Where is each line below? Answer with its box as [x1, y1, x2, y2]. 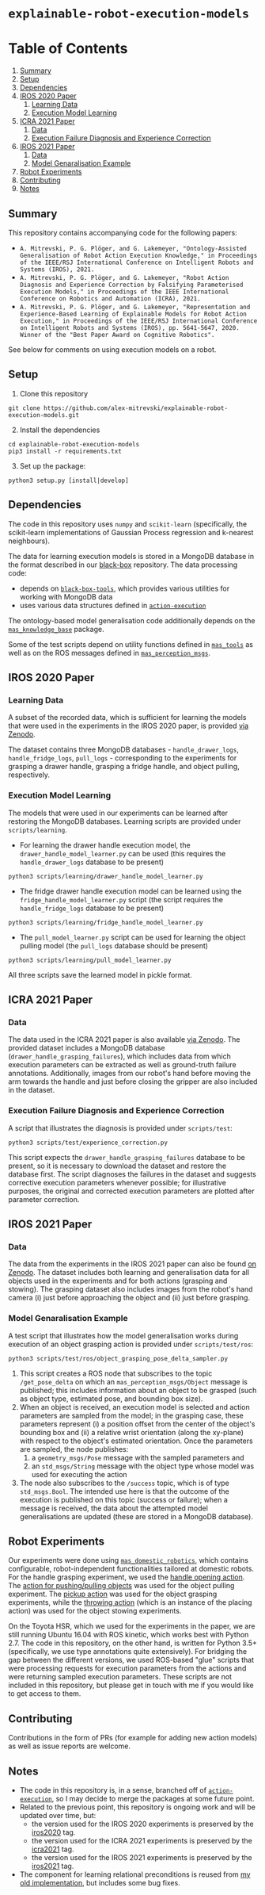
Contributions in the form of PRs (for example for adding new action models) [8, 1733, 258, 1743]
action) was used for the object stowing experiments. [8, 1606, 182, 1616]
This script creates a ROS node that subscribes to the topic [19, 1369, 213, 1378]
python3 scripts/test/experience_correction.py [8, 1139, 168, 1147]
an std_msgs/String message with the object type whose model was [31, 1461, 255, 1471]
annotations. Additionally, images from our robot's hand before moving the [8, 1069, 252, 1078]
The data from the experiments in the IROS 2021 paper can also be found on [8, 1259, 257, 1269]
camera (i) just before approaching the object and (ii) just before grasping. [8, 1293, 251, 1303]
